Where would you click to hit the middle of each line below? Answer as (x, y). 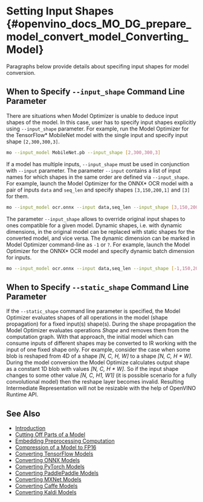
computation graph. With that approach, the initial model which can (90, 337)
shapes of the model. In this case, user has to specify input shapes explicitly (101, 122)
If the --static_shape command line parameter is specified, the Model (93, 311)
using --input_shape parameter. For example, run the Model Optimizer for (98, 129)
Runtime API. (22, 394)
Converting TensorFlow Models (54, 454)
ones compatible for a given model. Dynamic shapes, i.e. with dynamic (94, 225)
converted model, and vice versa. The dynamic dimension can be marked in (101, 238)
